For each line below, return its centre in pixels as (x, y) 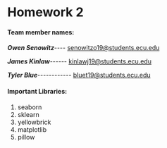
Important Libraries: (37, 91)
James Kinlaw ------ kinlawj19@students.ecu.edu (79, 61)
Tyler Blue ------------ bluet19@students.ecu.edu (79, 75)
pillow (26, 137)
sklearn (29, 114)
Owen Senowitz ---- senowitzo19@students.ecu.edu (83, 48)
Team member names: (41, 32)
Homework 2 (45, 12)
